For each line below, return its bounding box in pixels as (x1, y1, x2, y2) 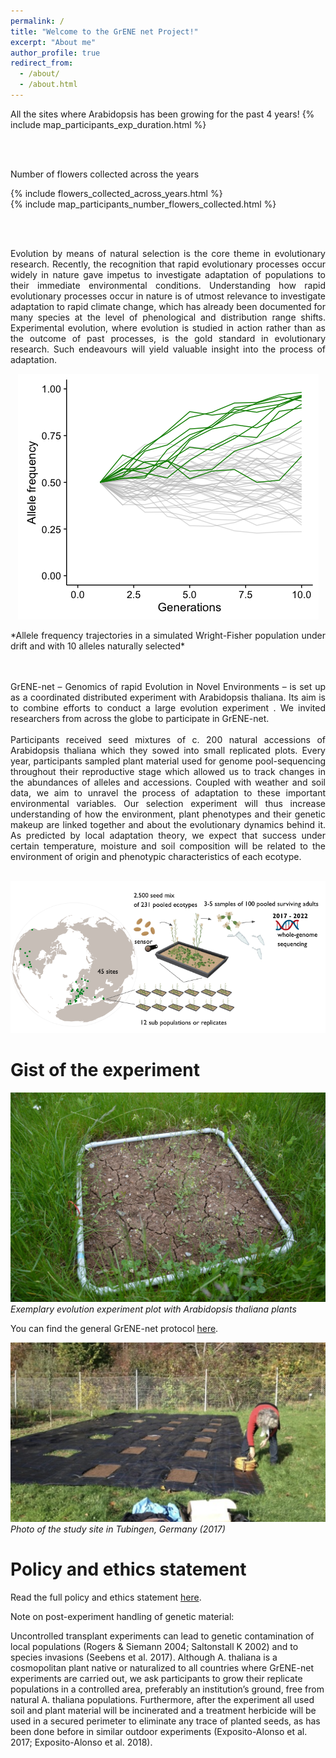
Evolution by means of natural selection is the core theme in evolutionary (10, 247, 326, 259)
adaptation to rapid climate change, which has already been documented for (10, 300, 326, 312)
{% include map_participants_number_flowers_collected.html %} (10, 198, 277, 210)
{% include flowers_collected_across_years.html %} (10, 187, 223, 199)
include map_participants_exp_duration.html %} (10, 118, 207, 130)
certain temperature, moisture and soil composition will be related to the (10, 840, 326, 852)
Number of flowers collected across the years (10, 168, 200, 180)
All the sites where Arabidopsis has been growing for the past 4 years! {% (10, 108, 315, 120)
